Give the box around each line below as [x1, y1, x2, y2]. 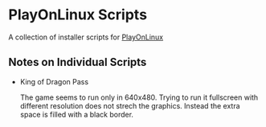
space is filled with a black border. [19, 109, 134, 119]
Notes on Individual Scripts [8, 55, 147, 69]
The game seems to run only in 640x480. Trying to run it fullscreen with [19, 92, 259, 102]
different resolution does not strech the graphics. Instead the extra [19, 100, 240, 110]
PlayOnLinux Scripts [8, 6, 147, 24]
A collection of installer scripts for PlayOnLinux [8, 32, 163, 42]
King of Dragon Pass [19, 76, 89, 86]
